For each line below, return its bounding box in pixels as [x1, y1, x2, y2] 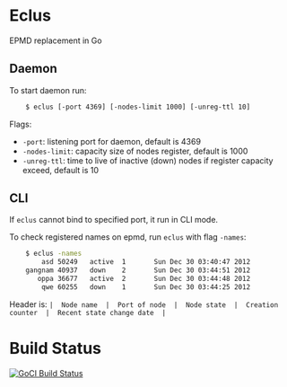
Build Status [9, 339, 101, 358]
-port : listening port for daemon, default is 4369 [22, 136, 202, 146]
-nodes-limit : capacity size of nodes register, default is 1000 [22, 145, 248, 156]
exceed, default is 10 [22, 164, 100, 175]
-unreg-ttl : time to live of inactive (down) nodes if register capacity [22, 154, 274, 166]
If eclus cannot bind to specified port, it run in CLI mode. [9, 215, 218, 225]
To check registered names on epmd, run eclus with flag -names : [9, 232, 247, 242]
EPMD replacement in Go [9, 35, 102, 46]
